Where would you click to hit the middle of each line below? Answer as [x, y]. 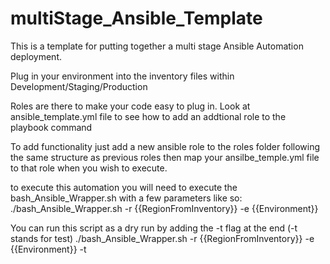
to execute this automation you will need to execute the [124, 187]
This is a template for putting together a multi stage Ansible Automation [157, 46]
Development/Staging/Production [79, 86]
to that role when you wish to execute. [89, 168]
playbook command [51, 127]
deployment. [36, 56]
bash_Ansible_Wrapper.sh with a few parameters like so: [126, 198]
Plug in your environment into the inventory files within [122, 76]
